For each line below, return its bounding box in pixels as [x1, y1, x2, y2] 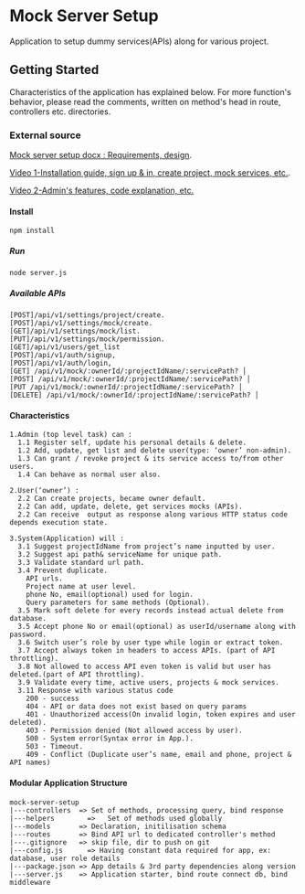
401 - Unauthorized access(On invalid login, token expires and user [26, 710, 297, 719]
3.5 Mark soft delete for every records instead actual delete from [17, 606, 284, 615]
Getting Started [9, 62, 100, 78]
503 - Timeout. [26, 742, 84, 751]
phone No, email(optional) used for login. [26, 591, 195, 600]
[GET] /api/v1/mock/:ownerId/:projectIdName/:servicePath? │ [9, 367, 247, 376]
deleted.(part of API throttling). [9, 670, 145, 679]
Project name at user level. [26, 582, 137, 591]
